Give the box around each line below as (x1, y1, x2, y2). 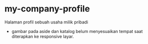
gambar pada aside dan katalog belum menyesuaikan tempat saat (11, 28, 143, 34)
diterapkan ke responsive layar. (11, 33, 74, 39)
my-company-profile (4, 3, 90, 14)
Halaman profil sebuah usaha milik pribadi (4, 19, 88, 25)
